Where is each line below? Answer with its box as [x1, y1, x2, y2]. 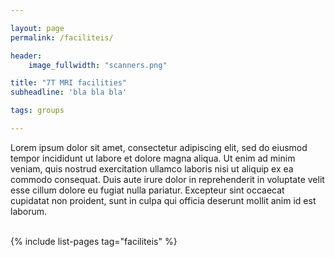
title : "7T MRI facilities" [10, 78, 128, 88]
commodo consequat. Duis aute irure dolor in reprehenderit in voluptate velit [10, 173, 325, 185]
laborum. [10, 205, 48, 217]
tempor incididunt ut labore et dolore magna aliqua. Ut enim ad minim [10, 152, 296, 164]
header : [10, 51, 43, 61]
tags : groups [10, 106, 65, 116]
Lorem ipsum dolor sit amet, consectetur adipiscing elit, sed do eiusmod [10, 141, 308, 153]
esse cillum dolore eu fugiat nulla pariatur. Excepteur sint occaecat [10, 184, 285, 196]
